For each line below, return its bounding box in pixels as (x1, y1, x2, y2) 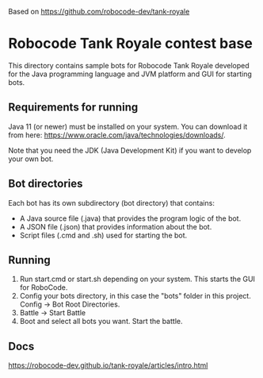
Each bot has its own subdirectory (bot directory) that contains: (8, 198, 215, 207)
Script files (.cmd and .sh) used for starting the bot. (19, 230, 188, 240)
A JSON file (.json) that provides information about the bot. (19, 222, 212, 231)
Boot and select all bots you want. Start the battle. (19, 317, 183, 326)
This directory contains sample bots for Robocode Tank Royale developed (8, 60, 250, 70)
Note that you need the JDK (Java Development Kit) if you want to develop (8, 145, 252, 155)
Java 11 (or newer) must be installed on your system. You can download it (8, 121, 248, 131)
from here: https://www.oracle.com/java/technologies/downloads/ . (8, 130, 226, 140)
